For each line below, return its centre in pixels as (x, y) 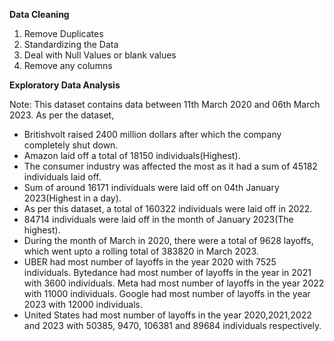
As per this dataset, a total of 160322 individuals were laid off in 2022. (168, 208)
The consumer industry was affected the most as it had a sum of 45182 (170, 166)
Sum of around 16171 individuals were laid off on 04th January (151, 187)
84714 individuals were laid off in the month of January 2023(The (158, 219)
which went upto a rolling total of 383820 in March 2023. (141, 251)
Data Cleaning (39, 14)
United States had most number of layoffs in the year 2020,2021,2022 (167, 315)
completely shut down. (71, 145)
